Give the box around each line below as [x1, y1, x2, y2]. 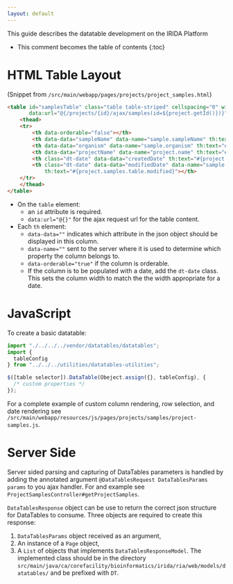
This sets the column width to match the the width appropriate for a [27, 274, 221, 282]
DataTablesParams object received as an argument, [17, 531, 162, 540]
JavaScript [7, 306, 71, 321]
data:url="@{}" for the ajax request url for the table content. [27, 215, 200, 223]
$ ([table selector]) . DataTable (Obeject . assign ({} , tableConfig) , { [7, 374, 207, 381]
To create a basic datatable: [7, 328, 87, 337]
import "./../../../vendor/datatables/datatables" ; [7, 342, 159, 349]
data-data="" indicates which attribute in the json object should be [27, 229, 218, 238]
